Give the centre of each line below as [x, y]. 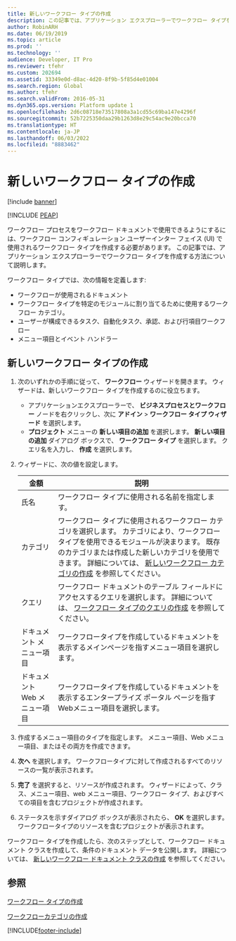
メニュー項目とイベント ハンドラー [67, 339]
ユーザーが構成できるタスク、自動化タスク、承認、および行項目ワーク [118, 322]
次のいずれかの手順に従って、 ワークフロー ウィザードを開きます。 [114, 381]
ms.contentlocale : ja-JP [44, 132]
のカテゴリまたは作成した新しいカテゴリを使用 [135, 552]
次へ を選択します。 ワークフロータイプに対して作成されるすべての [114, 761]
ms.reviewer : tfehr [36, 66]
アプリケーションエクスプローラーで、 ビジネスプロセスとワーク [121, 405]
